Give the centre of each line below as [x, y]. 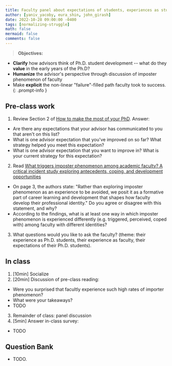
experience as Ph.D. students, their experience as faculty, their [79, 240]
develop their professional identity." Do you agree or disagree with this [87, 203]
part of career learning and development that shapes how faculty [81, 197]
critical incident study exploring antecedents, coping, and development [88, 171]
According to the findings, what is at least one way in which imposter [85, 213]
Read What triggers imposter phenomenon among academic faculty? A [88, 166]
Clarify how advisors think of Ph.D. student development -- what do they [90, 63]
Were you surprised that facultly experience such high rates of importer [88, 289]
